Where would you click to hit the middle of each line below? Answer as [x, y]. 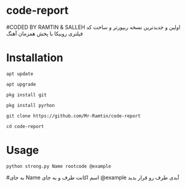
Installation [35, 58]
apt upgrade [21, 84]
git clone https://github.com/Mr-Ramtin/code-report [73, 116]
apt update [20, 74]
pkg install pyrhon [31, 105]
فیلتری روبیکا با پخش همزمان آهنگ [45, 33]
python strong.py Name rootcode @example [59, 166]
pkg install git [26, 95]
